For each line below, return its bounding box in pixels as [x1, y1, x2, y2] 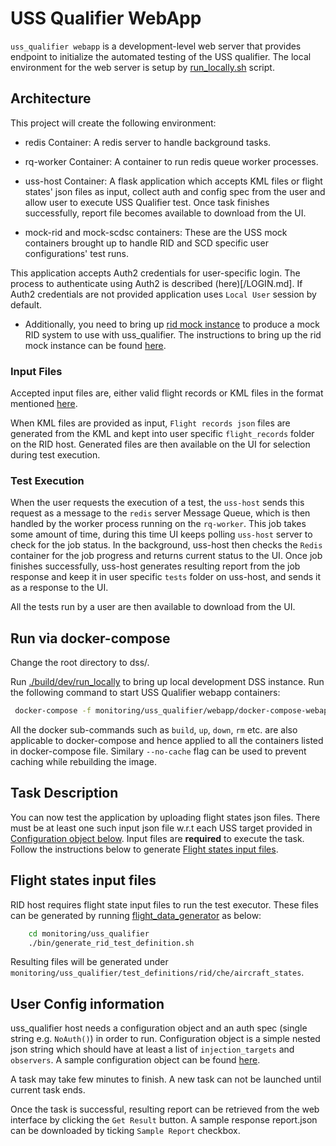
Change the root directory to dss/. [10, 657, 150, 669]
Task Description [10, 785, 119, 802]
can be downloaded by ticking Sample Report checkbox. [10, 1125, 241, 1137]
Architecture [10, 90, 92, 107]
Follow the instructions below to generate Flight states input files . [10, 843, 279, 855]
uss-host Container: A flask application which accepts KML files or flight [24, 175, 323, 187]
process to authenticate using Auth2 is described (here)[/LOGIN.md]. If [10, 277, 303, 289]
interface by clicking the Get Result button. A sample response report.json [10, 1114, 318, 1126]
